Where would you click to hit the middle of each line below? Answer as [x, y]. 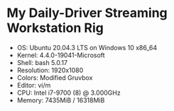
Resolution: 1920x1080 [50, 70]
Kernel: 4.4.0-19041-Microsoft [61, 55]
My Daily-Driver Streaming [87, 13]
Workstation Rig [55, 28]
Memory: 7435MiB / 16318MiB [61, 100]
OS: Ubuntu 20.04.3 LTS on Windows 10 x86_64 [87, 47]
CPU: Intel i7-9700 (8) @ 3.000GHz [69, 93]
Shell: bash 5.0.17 [42, 62]
